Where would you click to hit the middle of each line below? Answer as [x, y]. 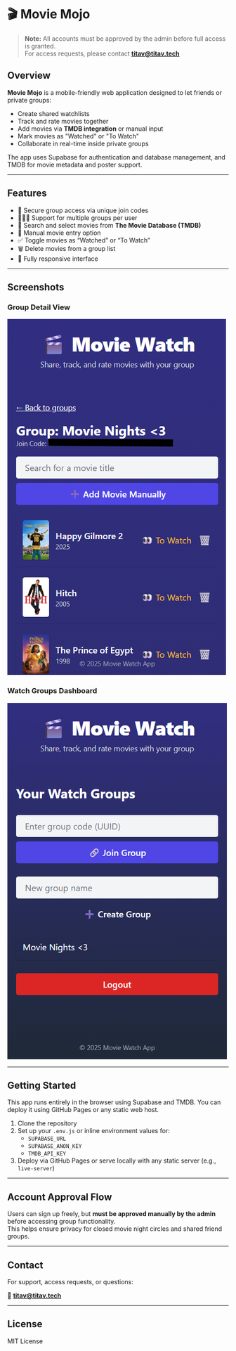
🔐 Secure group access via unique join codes [83, 210]
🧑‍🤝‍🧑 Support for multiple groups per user [77, 218]
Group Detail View [39, 307]
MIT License [25, 1341]
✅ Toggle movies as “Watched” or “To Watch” [84, 240]
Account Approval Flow [60, 1197]
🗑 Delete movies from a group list [66, 248]
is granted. [40, 46]
